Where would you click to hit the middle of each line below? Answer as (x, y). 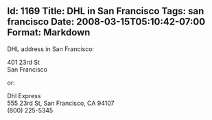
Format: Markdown (49, 32)
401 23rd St (23, 62)
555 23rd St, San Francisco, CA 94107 (61, 103)
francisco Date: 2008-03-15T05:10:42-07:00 (106, 22)
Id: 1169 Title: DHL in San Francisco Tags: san (106, 11)
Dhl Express (24, 95)
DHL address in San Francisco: (51, 49)
